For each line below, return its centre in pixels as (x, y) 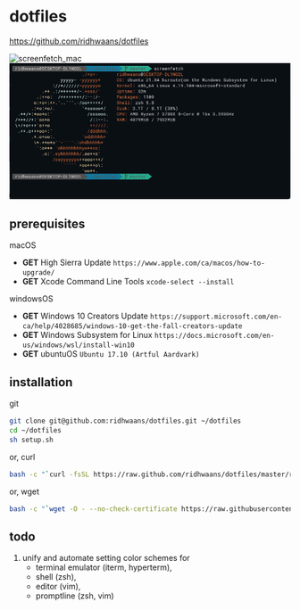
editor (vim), (58, 587)
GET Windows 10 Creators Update (85, 316)
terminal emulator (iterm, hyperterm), (104, 567)
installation (41, 382)
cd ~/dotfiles (36, 431)
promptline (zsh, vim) (75, 596)
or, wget (25, 491)
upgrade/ (38, 273)
